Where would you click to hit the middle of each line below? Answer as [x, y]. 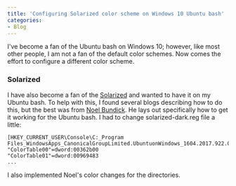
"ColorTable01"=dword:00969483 [53, 156]
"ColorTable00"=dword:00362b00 [53, 150]
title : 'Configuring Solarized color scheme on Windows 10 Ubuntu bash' [116, 14]
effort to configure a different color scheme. [71, 62]
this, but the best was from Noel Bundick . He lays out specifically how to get [118, 110]
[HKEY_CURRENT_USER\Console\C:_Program [66, 137]
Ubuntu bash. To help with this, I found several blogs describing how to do [115, 102]
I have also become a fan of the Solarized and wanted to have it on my [109, 94]
